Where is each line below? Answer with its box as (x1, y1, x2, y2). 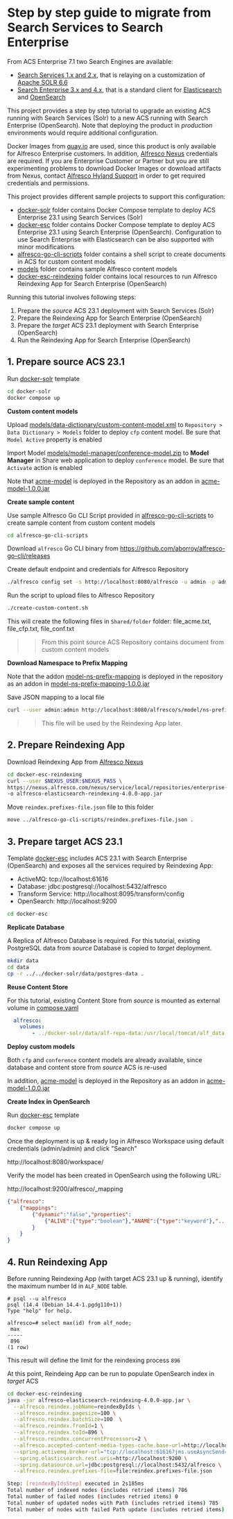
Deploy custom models (7, 1043, 75, 1051)
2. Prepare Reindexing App (7, 739, 126, 751)
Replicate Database (7, 923, 64, 931)
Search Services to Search (7, 19, 164, 35)
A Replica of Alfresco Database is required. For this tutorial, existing (7, 936, 200, 945)
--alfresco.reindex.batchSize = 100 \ (13, 1416, 123, 1423)
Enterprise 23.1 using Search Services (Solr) (17, 213, 144, 221)
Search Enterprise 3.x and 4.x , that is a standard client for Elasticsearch (17, 85, 222, 94)
